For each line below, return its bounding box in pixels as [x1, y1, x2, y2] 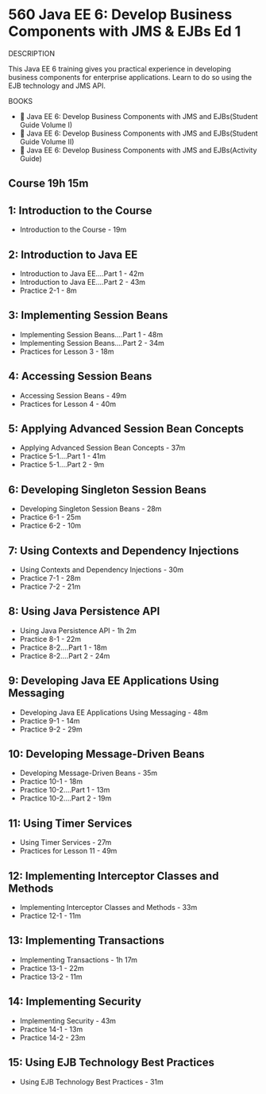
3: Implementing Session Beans [8, 309, 168, 322]
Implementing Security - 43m [19, 1015, 117, 1025]
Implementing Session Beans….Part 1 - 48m [19, 329, 164, 339]
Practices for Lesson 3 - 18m [19, 347, 114, 356]
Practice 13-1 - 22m [19, 963, 85, 973]
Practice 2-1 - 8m [19, 286, 77, 295]
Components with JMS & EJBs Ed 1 [8, 22, 241, 40]
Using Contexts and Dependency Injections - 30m [19, 565, 184, 574]
